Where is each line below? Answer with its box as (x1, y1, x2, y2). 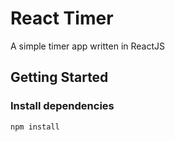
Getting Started (10, 69, 109, 86)
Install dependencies (10, 99, 115, 113)
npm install (10, 122, 60, 132)
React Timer (10, 7, 114, 30)
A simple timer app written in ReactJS (10, 40, 166, 52)
